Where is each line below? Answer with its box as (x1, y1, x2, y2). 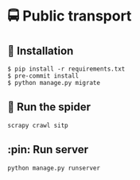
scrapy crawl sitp (7, 121, 68, 129)
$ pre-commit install (7, 72, 80, 80)
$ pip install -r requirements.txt (7, 65, 126, 73)
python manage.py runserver (7, 164, 101, 172)
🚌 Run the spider (7, 101, 91, 114)
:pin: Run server (7, 143, 89, 156)
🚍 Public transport (7, 7, 132, 25)
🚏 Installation (7, 44, 74, 57)
